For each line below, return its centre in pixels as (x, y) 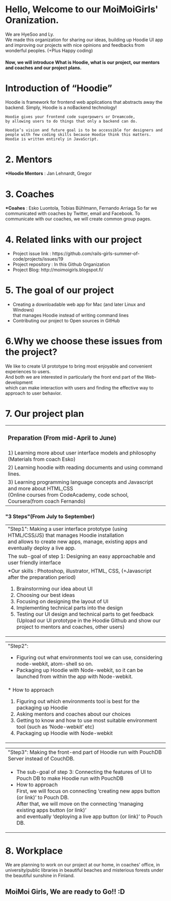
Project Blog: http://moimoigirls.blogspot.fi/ (58, 270)
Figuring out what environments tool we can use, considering (90, 658)
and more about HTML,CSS (41, 489)
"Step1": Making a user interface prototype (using (68, 529)
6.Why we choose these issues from (84, 341)
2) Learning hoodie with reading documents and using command (85, 468)
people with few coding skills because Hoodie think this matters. (78, 135)
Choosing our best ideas (46, 595)
